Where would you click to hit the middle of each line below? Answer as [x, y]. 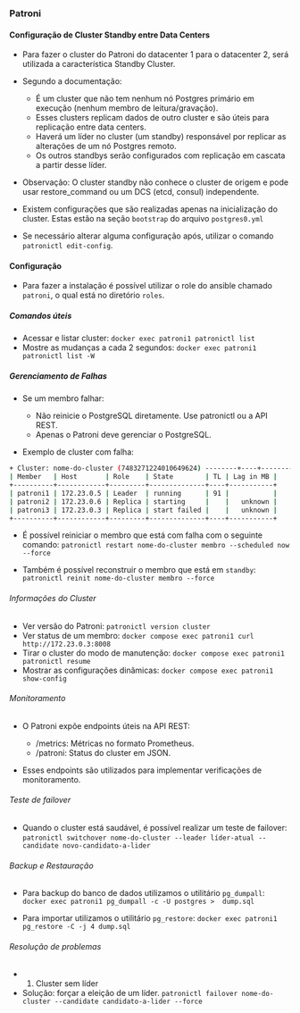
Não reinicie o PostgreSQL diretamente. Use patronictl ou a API [151, 416]
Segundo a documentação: [72, 81]
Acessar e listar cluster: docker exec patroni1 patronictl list [139, 339]
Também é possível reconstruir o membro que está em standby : [139, 570]
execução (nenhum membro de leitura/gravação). [127, 108]
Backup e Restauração [51, 866]
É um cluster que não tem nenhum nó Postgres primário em [145, 99]
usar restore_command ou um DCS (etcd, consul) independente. [141, 192]
